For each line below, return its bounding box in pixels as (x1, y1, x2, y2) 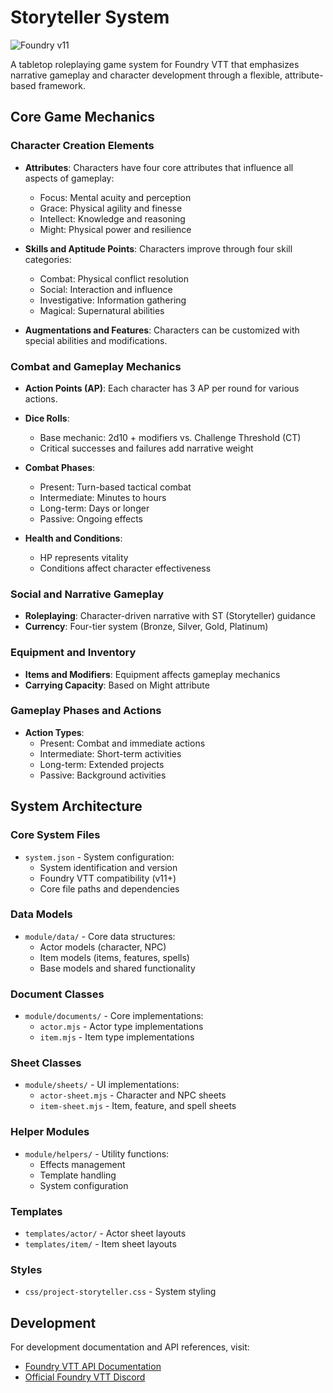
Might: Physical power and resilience (39, 223, 192, 235)
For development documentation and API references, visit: (10, 1341, 250, 1353)
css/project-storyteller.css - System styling (24, 1286, 217, 1298)
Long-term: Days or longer (39, 502, 150, 514)
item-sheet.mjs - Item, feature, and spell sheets (39, 1100, 237, 1112)
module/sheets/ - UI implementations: (24, 1079, 180, 1091)
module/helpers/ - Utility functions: (24, 1147, 170, 1160)
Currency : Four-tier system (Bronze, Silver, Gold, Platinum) (24, 621, 269, 633)
